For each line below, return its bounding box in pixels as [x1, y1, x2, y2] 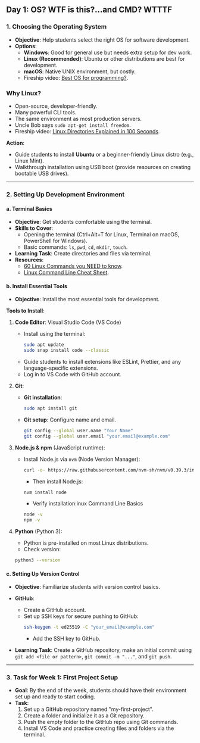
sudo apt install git [23, 405, 77, 411]
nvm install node [23, 489, 67, 495]
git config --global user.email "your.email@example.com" [23, 433, 171, 439]
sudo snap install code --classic [23, 348, 110, 354]
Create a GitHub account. [23, 607, 86, 614]
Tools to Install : [6, 307, 45, 314]
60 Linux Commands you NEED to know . [23, 263, 123, 270]
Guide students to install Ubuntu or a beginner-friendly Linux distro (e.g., [14, 151, 194, 158]
